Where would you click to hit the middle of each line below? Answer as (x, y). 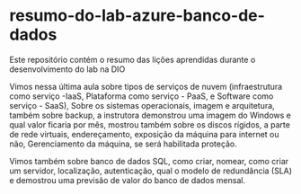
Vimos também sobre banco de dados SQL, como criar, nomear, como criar (149, 161)
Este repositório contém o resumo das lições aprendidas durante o (133, 59)
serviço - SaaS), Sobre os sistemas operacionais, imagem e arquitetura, (142, 105)
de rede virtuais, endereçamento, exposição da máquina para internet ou (145, 134)
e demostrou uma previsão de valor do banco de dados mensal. (127, 180)
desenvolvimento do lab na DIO (67, 69)
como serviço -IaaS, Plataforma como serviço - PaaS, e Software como (142, 96)
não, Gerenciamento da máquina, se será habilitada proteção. (124, 144)
